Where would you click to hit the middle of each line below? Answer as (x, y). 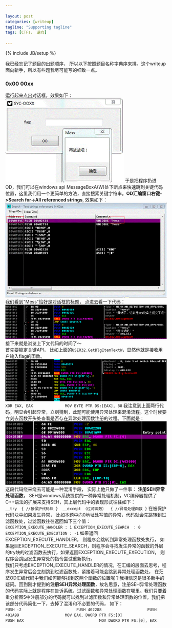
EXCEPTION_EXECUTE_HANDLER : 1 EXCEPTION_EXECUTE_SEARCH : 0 (73, 527)
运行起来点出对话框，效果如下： (39, 95)
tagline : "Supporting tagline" (39, 27)
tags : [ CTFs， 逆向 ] (26, 33)
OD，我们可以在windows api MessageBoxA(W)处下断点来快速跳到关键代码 (84, 187)
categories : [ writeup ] (29, 22)
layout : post (19, 16)
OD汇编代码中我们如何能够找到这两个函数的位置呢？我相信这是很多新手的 (87, 578)
